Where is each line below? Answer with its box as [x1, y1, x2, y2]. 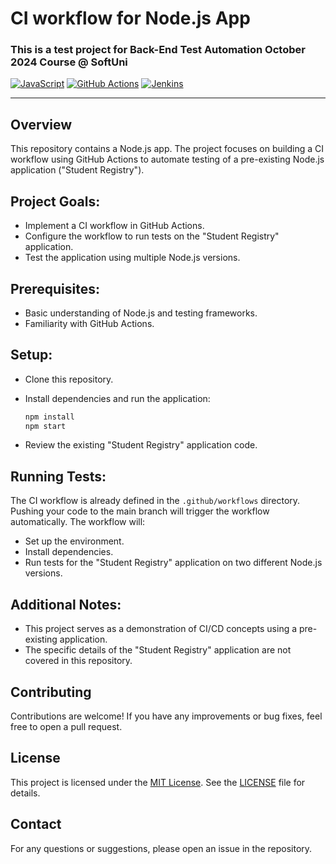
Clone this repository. [24, 373, 114, 385]
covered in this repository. [24, 655, 133, 667]
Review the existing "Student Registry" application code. [24, 439, 258, 451]
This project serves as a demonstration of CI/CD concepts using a [24, 623, 298, 635]
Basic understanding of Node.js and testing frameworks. [24, 307, 258, 319]
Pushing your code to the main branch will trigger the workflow [10, 505, 270, 517]
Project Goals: [10, 193, 101, 210]
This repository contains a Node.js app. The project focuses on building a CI [10, 143, 325, 155]
